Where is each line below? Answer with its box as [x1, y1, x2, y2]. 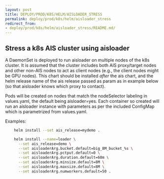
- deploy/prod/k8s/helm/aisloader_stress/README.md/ [5, 26, 116, 31]
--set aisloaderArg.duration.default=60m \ [18, 155, 109, 160]
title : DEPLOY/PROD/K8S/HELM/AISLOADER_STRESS [5, 12, 102, 17]
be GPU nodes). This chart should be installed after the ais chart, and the [5, 73, 154, 79]
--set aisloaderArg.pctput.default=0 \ [18, 150, 100, 156]
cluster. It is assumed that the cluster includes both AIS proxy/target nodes [5, 62, 157, 68]
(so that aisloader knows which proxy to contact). [5, 83, 106, 89]
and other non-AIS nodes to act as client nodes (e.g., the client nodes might [5, 67, 159, 73]
